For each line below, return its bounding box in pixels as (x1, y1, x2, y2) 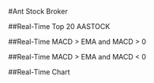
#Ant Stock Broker (8, 7, 69, 16)
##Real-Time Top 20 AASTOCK (8, 22, 111, 31)
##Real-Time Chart (8, 67, 70, 77)
